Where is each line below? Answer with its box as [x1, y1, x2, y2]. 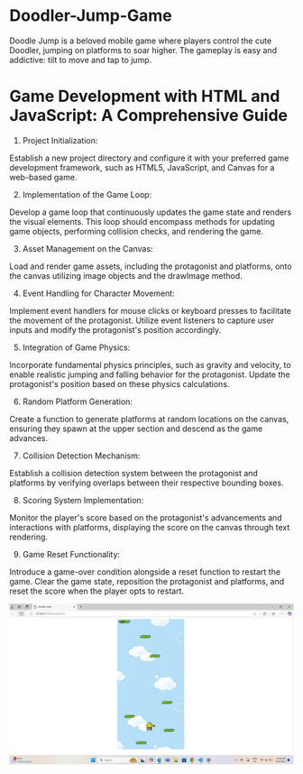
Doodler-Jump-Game [9, 5, 173, 26]
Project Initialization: [22, 134, 98, 145]
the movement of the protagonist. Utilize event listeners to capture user [9, 315, 275, 326]
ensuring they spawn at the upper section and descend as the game [9, 423, 263, 434]
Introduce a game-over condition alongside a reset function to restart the [9, 566, 281, 577]
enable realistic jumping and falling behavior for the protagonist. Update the [9, 369, 290, 380]
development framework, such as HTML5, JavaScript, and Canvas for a [9, 161, 275, 172]
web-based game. [9, 171, 78, 182]
